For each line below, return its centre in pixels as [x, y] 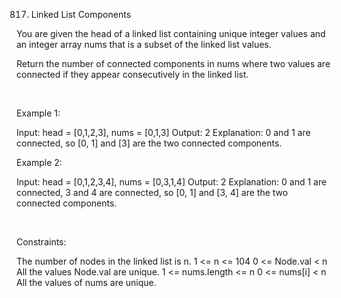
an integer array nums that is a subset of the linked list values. [144, 44]
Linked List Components [81, 14]
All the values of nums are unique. [86, 282]
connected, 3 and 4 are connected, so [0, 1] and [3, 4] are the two [152, 192]
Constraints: [41, 242]
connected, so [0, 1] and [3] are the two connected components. [149, 143]
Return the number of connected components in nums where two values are [173, 63]
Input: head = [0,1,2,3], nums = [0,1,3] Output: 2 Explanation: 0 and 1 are [163, 132]
